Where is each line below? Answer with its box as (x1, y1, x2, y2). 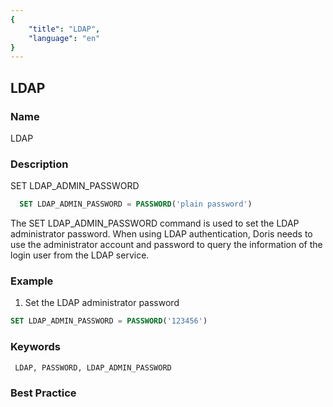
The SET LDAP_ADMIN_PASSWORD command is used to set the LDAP (10, 217, 300, 230)
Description (10, 157, 69, 171)
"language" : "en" (28, 33, 101, 43)
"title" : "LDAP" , (28, 24, 101, 34)
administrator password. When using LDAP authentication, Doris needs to (10, 228, 313, 240)
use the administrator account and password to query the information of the (10, 239, 323, 251)
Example (10, 274, 54, 288)
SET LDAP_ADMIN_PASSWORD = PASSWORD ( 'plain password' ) (19, 199, 253, 210)
